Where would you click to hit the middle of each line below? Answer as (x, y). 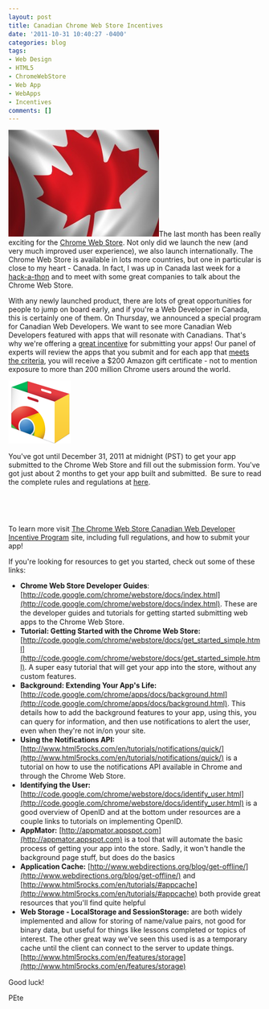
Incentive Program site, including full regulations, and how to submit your (129, 538)
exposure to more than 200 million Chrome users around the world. (120, 370)
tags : (17, 51)
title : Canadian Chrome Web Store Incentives (86, 25)
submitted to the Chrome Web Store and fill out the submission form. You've (134, 465)
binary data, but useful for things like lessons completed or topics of (133, 930)
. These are (238, 604)
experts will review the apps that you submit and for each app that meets (129, 352)
